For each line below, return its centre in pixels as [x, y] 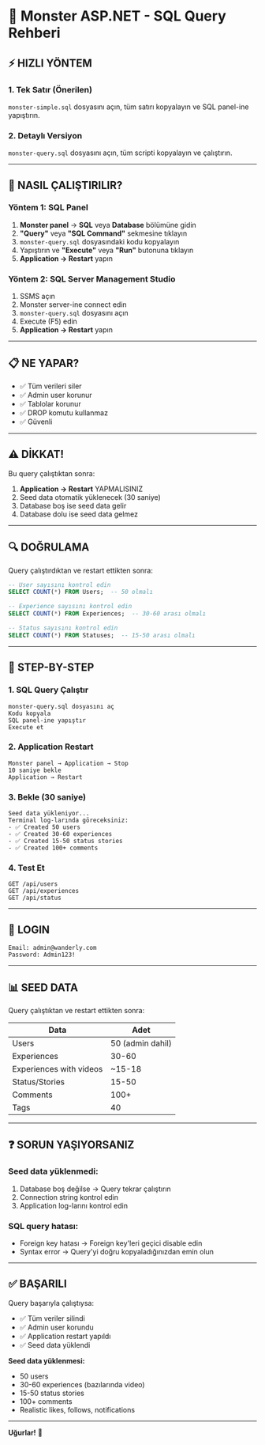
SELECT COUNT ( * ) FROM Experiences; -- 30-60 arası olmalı [107, 614]
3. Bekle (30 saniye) [47, 796]
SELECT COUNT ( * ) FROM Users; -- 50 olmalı [81, 592]
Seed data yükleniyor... [49, 814]
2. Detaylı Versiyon [45, 135]
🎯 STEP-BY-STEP [51, 668]
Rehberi [34, 33]
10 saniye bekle [35, 770]
